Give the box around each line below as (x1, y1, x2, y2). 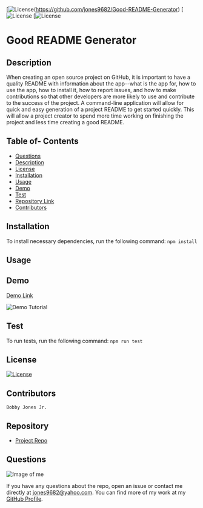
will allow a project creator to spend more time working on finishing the (6, 112, 184, 119)
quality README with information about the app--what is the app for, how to (6, 80, 196, 87)
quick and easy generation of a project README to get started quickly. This (6, 106, 195, 113)
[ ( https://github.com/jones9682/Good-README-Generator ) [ (6, 6, 184, 13)
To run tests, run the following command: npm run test (6, 337, 143, 344)
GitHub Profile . (6, 495, 44, 503)
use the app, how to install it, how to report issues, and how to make (6, 87, 177, 93)
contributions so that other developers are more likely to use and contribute (6, 93, 195, 100)
